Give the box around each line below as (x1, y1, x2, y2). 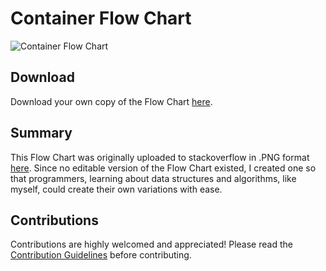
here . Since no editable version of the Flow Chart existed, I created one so (10, 162, 317, 174)
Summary (10, 125, 73, 142)
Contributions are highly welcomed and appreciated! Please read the (10, 238, 293, 251)
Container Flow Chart (10, 7, 192, 30)
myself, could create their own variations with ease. (10, 183, 223, 195)
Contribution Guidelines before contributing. (10, 249, 192, 261)
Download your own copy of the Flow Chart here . (10, 95, 213, 107)
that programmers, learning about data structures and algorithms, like (10, 172, 297, 184)
